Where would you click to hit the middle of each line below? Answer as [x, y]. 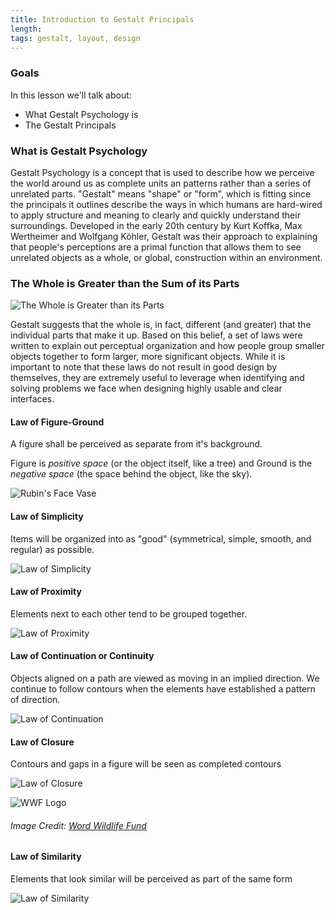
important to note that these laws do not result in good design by [144, 367]
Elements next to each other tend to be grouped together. [129, 613]
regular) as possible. [52, 549]
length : [26, 29]
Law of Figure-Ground [57, 422]
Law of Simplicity [47, 517]
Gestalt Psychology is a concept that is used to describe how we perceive [162, 172]
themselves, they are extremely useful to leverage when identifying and [157, 378]
